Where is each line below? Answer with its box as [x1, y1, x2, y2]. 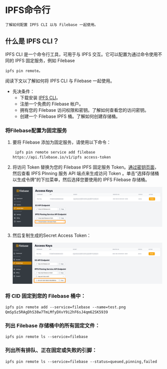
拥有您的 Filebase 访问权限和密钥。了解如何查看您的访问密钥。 [19, 107, 149, 113]
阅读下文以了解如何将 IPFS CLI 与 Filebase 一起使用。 [5, 78, 115, 84]
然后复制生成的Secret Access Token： [12, 232, 91, 238]
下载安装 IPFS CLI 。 [19, 94, 61, 100]
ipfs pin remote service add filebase [14, 150, 96, 155]
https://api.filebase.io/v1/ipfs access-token [12, 155, 111, 160]
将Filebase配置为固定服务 [5, 127, 67, 134]
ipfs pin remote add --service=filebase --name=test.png [5, 305, 126, 310]
